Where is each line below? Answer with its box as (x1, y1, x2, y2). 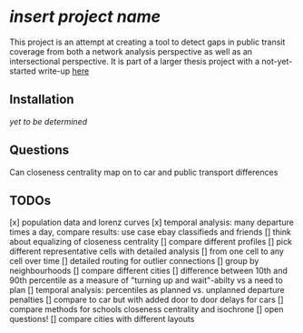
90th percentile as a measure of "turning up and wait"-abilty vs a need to (9, 275, 283, 286)
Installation (9, 92, 74, 107)
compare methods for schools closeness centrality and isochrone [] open (9, 304, 284, 315)
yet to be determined (9, 116, 88, 126)
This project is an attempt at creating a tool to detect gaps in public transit (9, 36, 286, 47)
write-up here (37, 66, 90, 76)
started (9, 66, 36, 76)
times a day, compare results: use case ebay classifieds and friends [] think (9, 227, 292, 237)
